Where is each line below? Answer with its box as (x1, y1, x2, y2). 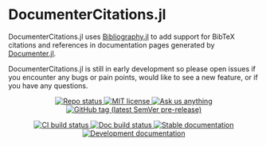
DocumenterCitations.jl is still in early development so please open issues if (8, 63, 256, 73)
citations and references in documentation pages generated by (8, 40, 215, 49)
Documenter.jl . (8, 48, 57, 58)
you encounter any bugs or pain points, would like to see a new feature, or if (8, 72, 259, 82)
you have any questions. (8, 81, 89, 90)
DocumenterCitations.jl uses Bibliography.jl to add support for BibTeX (8, 32, 235, 41)
